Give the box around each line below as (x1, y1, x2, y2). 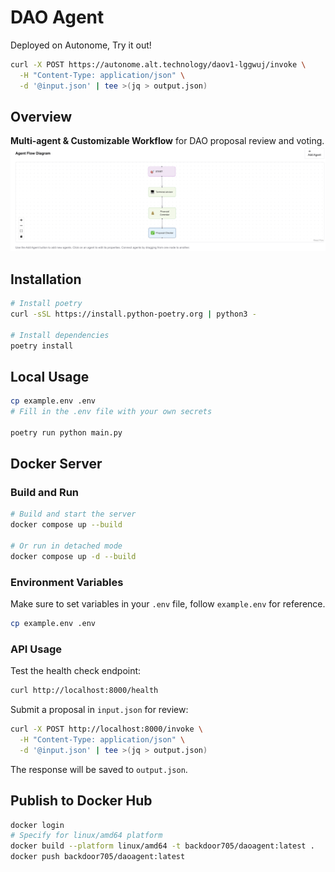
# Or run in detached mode (10, 541, 123, 551)
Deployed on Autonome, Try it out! (10, 39, 152, 51)
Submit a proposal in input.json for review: (10, 704, 189, 716)
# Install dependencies (10, 330, 110, 340)
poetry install (10, 341, 74, 351)
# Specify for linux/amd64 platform (10, 831, 163, 841)
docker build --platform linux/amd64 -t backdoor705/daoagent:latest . (10, 841, 315, 851)
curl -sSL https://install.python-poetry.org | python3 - (10, 309, 257, 319)
